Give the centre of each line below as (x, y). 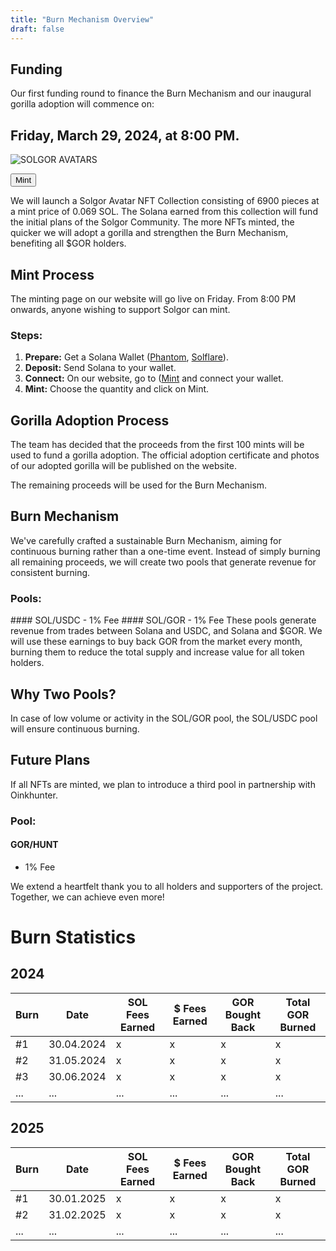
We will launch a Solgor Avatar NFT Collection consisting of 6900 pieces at (165, 201)
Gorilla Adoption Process (90, 420)
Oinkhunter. (34, 795)
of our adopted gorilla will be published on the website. (123, 466)
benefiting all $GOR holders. (68, 243)
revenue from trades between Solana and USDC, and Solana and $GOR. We (166, 631)
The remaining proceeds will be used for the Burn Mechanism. (139, 485)
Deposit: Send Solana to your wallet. (100, 368)
